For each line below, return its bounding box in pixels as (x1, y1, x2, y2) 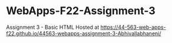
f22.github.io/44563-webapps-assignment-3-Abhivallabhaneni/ (6, 29, 161, 37)
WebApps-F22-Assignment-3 (6, 4, 156, 18)
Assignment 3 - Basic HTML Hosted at (6, 24, 100, 31)
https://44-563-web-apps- (100, 24, 166, 31)
